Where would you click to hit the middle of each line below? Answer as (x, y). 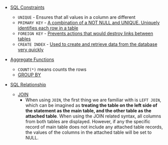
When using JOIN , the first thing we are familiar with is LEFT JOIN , (93, 100)
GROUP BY (29, 75)
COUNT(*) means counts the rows (52, 69)
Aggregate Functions (32, 60)
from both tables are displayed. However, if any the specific (88, 121)
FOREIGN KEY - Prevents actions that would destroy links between (86, 33)
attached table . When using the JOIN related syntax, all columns (93, 116)
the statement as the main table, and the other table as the (88, 111)
